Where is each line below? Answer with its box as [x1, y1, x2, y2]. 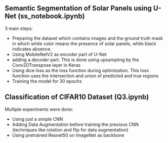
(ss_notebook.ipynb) [18, 12, 85, 21]
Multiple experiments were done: [5, 106, 73, 112]
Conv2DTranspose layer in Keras [12, 62, 81, 68]
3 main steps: [5, 25, 33, 31]
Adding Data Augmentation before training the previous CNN [12, 121, 139, 127]
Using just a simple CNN [12, 116, 63, 122]
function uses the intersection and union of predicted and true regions [12, 73, 159, 79]
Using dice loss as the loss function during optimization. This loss [12, 67, 149, 73]
